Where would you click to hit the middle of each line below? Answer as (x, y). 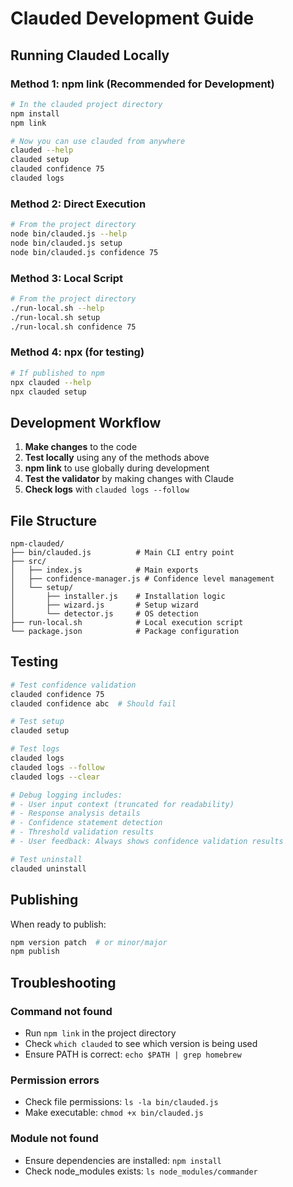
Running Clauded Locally (90, 55)
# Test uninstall (46, 859)
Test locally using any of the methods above (117, 458)
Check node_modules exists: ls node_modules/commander (141, 1171)
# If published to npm (57, 373)
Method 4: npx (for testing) (77, 352)
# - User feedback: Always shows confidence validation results (147, 842)
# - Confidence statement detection (86, 823)
